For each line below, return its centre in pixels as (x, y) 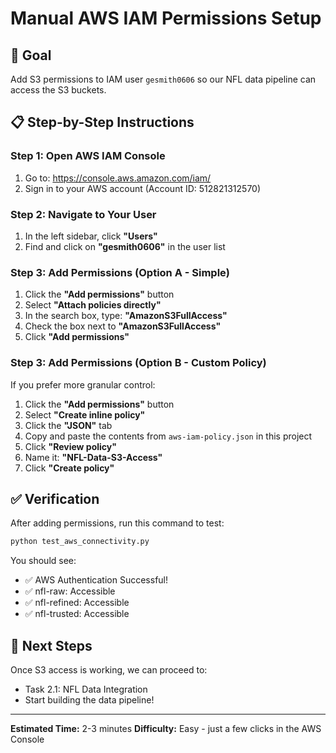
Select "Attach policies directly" (93, 305)
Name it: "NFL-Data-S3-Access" (93, 457)
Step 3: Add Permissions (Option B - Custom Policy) (138, 363)
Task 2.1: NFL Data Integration (86, 689)
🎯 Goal (31, 55)
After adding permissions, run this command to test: (117, 523)
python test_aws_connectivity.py (80, 542)
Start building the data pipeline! (89, 700)
